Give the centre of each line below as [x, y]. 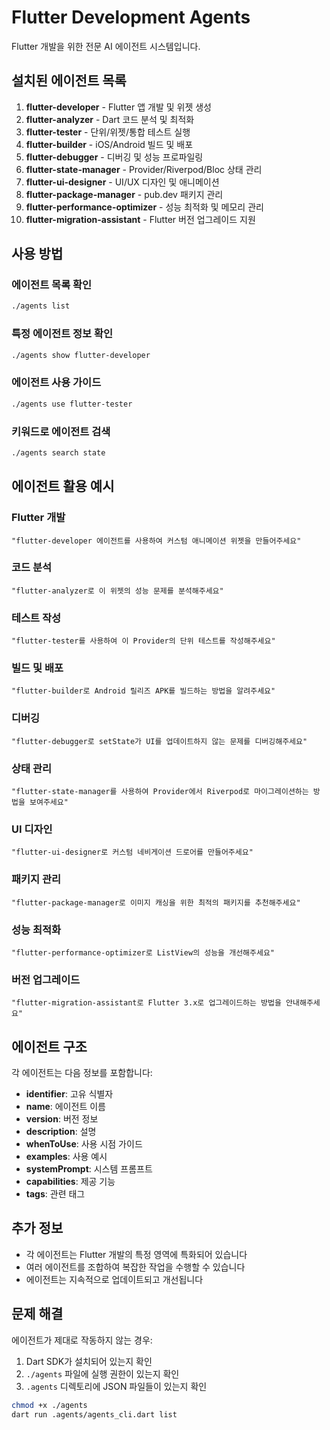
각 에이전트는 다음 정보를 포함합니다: [82, 1072]
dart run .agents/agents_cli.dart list [94, 1414]
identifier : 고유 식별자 [69, 1094]
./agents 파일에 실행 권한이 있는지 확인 [102, 1373]
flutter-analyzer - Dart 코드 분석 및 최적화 [110, 119]
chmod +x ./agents [49, 1405]
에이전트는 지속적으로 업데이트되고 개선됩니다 [114, 1279]
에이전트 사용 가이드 [56, 383]
